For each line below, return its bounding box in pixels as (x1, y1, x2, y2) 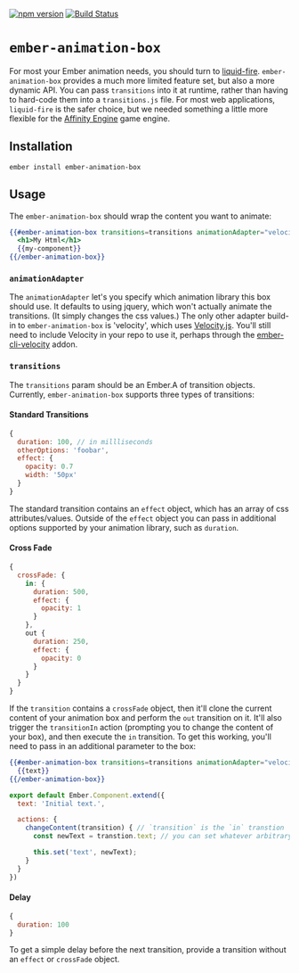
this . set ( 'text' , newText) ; (32, 848, 138, 857)
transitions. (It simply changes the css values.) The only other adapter (9, 310, 266, 321)
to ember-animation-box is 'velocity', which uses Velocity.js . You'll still (17, 320, 271, 331)
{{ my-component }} (17, 244, 82, 253)
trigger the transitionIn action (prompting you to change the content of (9, 722, 274, 733)
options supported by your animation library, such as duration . (9, 522, 239, 532)
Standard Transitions (9, 409, 89, 420)
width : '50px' (25, 471, 77, 480)
